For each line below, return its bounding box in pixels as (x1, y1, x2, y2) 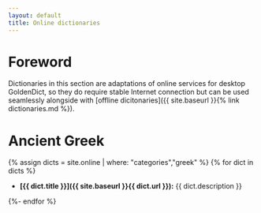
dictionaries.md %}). (8, 104, 75, 114)
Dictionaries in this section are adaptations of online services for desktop (8, 79, 246, 88)
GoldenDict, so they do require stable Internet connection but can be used (8, 88, 250, 97)
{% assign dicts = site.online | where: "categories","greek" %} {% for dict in (8, 158, 254, 167)
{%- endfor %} (8, 196, 57, 206)
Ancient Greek (8, 132, 105, 150)
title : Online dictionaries (8, 19, 101, 27)
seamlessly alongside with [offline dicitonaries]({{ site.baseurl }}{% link (8, 95, 240, 105)
